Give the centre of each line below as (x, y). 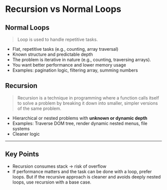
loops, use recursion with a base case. (52, 182)
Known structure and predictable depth (52, 54)
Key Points (22, 154)
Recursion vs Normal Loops (63, 9)
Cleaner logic (26, 134)
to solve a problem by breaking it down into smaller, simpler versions (87, 103)
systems (21, 128)
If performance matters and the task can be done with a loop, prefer (82, 171)
